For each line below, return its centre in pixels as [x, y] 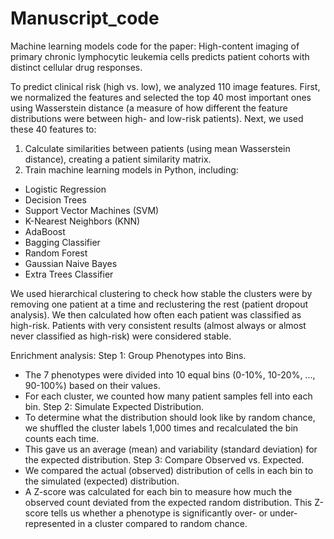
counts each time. [62, 438]
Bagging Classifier [62, 242]
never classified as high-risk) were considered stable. [121, 336]
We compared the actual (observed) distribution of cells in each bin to [169, 470]
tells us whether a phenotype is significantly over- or [159, 513]
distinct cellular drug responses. [76, 67]
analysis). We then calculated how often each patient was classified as [156, 314]
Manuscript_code [85, 18]
